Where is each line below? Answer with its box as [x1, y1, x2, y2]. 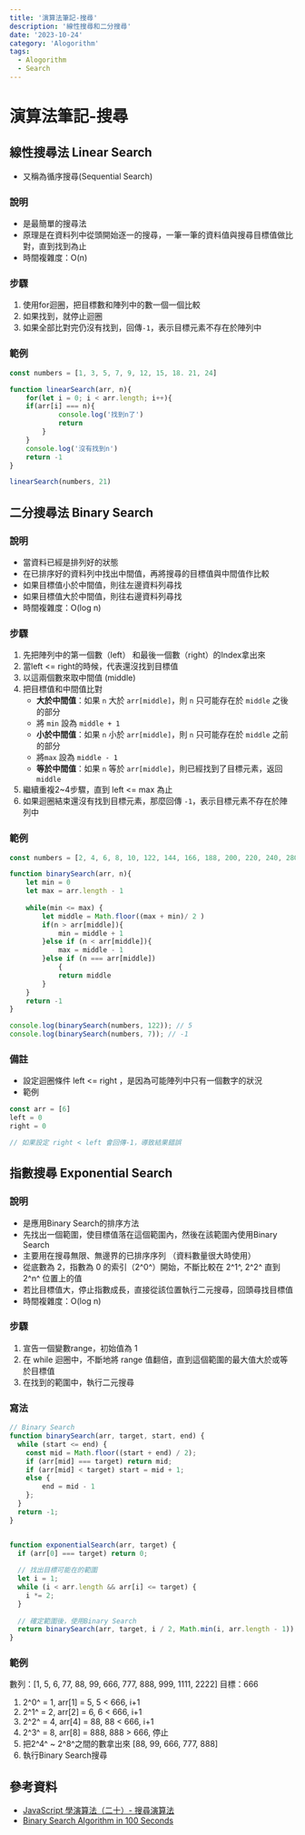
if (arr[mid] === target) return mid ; [25, 1457, 172, 1466]
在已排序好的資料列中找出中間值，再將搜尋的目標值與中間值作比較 [22, 567, 270, 578]
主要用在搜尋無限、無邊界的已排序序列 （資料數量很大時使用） [22, 1249, 256, 1260]
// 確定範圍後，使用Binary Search [17, 1616, 137, 1626]
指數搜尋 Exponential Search [9, 1166, 173, 1181]
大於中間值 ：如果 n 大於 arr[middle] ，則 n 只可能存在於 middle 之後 [35, 695, 289, 706]
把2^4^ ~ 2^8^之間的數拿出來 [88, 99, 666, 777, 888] [22, 1739, 219, 1750]
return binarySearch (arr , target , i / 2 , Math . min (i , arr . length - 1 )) [17, 1625, 295, 1634]
